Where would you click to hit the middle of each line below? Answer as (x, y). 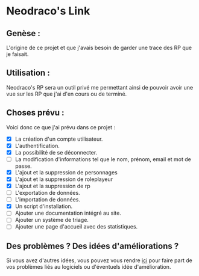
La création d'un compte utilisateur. (59, 139)
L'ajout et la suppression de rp (52, 186)
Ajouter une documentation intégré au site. (68, 213)
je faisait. (17, 54)
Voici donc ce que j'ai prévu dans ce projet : (61, 127)
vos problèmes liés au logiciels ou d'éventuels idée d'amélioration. (89, 267)
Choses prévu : (35, 113)
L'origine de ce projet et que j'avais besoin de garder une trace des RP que (99, 48)
